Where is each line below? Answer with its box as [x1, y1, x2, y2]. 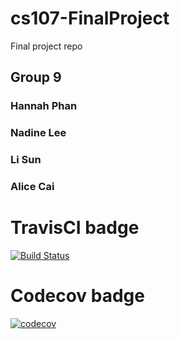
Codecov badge [10, 285, 145, 307]
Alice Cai [10, 180, 55, 194]
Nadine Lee [10, 126, 67, 140]
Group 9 [10, 69, 62, 86]
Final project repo [10, 40, 83, 52]
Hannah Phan [10, 99, 78, 113]
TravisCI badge [10, 217, 140, 239]
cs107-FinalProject [10, 7, 170, 30]
